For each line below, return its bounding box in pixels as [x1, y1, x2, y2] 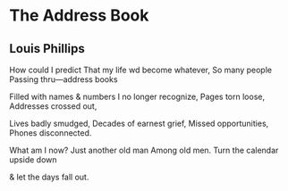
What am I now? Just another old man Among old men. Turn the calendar [9, 145, 279, 155]
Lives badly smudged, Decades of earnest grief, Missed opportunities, [9, 118, 269, 129]
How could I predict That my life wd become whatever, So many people [9, 64, 273, 75]
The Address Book [9, 5, 149, 26]
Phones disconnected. [9, 128, 92, 138]
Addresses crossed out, [9, 101, 97, 112]
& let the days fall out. [9, 171, 89, 182]
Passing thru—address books [9, 74, 118, 85]
